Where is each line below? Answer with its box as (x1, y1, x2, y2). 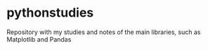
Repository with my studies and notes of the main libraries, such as (6, 28, 201, 36)
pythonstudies (6, 5, 94, 21)
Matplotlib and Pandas (6, 35, 72, 43)
